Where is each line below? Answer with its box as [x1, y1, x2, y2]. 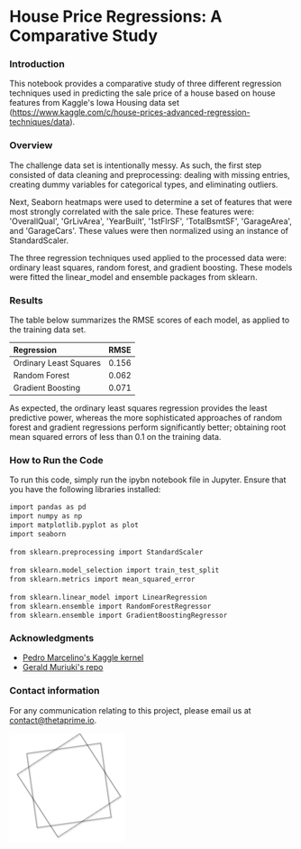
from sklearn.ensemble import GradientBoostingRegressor [9, 611, 228, 620]
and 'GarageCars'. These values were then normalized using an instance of [9, 225, 289, 236]
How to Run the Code [9, 453, 104, 466]
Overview [9, 139, 53, 152]
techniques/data [9, 117, 70, 127]
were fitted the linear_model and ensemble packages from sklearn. [9, 271, 259, 282]
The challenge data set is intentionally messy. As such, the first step [9, 160, 262, 171]
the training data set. [9, 324, 87, 335]
